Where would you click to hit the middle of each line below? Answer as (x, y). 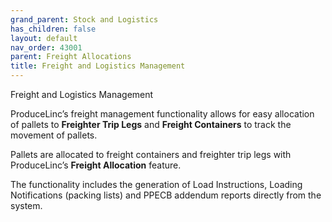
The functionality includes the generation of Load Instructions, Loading (156, 184)
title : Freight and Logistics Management (98, 66)
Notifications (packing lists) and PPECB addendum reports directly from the (166, 195)
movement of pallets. (54, 135)
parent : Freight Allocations (71, 57)
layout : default (44, 38)
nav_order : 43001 (46, 47)
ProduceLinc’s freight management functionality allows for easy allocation (162, 114)
